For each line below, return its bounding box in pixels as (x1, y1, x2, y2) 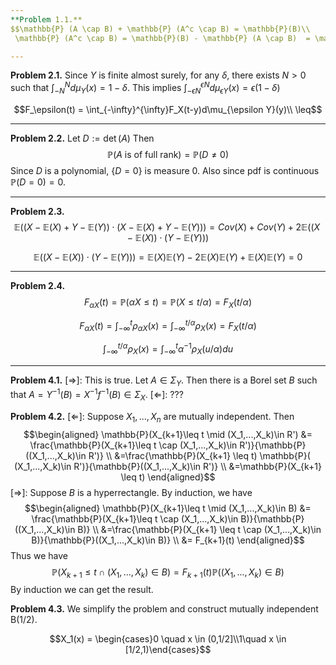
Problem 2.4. (10, 279, 66, 291)
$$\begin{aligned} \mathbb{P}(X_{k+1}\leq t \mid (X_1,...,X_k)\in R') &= (23, 428, 313, 440)
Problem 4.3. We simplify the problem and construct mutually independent (10, 603, 319, 615)
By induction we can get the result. (10, 584, 154, 596)
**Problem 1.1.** (10, 14, 83, 25)
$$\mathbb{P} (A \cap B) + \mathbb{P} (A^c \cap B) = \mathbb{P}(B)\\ (10, 24, 311, 34)
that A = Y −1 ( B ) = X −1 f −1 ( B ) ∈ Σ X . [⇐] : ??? (10, 387, 184, 403)
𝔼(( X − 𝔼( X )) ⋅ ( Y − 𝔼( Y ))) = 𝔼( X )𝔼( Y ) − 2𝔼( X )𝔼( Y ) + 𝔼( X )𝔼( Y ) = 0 (33, 251, 303, 263)
